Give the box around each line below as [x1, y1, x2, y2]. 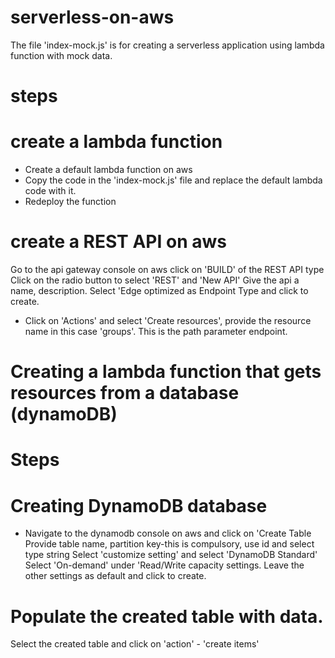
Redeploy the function [24, 196, 117, 208]
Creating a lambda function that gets [10, 361, 322, 383]
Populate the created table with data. [10, 605, 324, 628]
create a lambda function [10, 131, 223, 153]
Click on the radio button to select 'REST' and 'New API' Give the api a [10, 274, 300, 286]
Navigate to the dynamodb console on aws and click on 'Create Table [24, 527, 312, 540]
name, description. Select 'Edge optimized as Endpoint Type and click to [10, 285, 309, 296]
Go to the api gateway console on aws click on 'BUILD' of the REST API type [10, 264, 325, 275]
